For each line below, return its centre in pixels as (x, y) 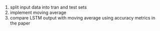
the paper (20, 23)
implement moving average (38, 12)
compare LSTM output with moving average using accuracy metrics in (83, 18)
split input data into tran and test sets (48, 7)
